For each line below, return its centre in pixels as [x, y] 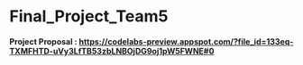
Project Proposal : [44, 41]
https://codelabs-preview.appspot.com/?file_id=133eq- [186, 41]
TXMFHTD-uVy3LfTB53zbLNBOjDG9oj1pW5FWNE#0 [112, 51]
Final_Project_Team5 [89, 16]
